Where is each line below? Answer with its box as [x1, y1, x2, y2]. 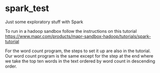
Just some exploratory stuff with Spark [5, 19, 83, 25]
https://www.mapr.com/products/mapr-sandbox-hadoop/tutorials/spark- [5, 33, 151, 39]
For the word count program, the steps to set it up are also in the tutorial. [5, 48, 151, 54]
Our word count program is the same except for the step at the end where [5, 53, 154, 58]
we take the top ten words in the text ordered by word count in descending [5, 58, 155, 64]
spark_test [5, 3, 49, 14]
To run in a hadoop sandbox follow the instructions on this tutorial [5, 28, 137, 34]
